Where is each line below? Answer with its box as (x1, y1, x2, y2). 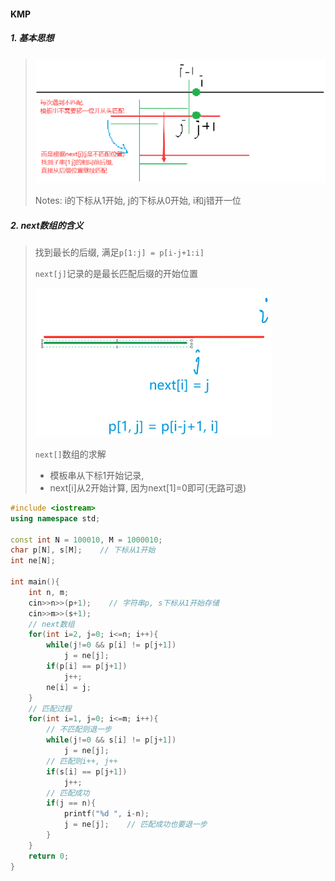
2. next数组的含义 (10, 219, 84, 231)
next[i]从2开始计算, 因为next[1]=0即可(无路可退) (49, 481, 247, 494)
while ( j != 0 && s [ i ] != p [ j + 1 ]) (46, 735, 177, 745)
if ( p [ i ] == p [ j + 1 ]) (46, 661, 128, 672)
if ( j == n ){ (46, 798, 97, 809)
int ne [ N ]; (10, 556, 56, 566)
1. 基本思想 (10, 32, 55, 44)
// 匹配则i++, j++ (46, 756, 118, 766)
